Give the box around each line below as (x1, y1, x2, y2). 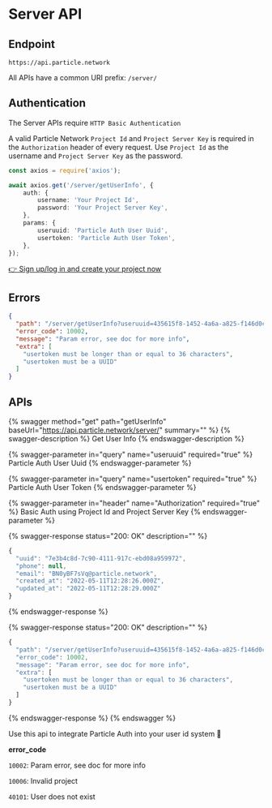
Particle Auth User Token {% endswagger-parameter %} (8, 482, 197, 492)
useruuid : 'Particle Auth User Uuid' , (37, 226, 168, 234)
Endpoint (8, 37, 55, 51)
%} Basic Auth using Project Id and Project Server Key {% (8, 506, 201, 516)
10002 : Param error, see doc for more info (8, 760, 146, 770)
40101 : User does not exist (8, 792, 96, 802)
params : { (23, 219, 57, 227)
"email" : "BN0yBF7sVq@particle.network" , (15, 569, 158, 578)
